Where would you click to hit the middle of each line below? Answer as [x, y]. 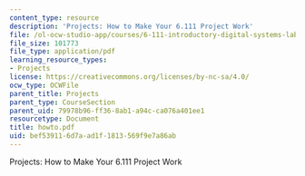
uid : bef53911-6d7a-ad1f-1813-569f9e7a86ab [93, 136]
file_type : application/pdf [63, 52]
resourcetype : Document [54, 119]
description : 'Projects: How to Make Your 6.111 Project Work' [132, 26]
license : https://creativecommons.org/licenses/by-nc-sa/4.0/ [129, 77]
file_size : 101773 [44, 43]
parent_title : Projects [54, 93]
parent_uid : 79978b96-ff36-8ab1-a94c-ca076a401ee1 [107, 111]
